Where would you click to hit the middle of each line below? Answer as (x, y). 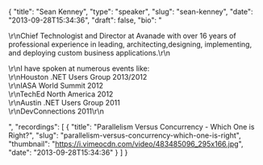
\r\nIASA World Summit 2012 (56, 85)
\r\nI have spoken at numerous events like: (79, 68)
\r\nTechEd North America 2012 (61, 94)
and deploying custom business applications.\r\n (90, 53)
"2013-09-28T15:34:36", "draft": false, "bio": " (86, 20)
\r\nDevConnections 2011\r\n (56, 111)
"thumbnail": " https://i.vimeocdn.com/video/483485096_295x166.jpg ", (126, 144)
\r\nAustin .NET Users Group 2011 (65, 103)
